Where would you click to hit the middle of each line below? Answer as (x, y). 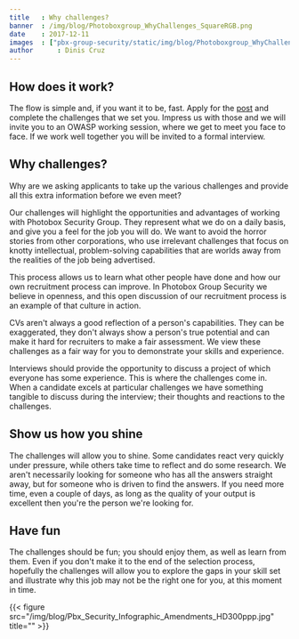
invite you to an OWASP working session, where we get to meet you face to (148, 126)
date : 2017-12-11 (49, 34)
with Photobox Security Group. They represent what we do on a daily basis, (148, 222)
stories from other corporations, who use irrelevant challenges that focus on (149, 240)
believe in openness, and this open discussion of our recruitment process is (148, 295)
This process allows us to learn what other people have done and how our (145, 277)
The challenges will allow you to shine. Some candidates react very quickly (147, 456)
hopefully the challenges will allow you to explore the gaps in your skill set (145, 571)
